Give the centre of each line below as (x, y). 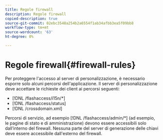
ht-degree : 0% (19, 37)
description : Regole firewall (36, 14)
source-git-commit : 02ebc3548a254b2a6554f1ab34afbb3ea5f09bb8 (69, 23)
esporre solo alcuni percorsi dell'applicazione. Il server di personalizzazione (81, 84)
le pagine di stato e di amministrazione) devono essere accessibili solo (76, 123)
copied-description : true (31, 18)
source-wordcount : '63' (29, 32)
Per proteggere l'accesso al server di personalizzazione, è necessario (75, 78)
